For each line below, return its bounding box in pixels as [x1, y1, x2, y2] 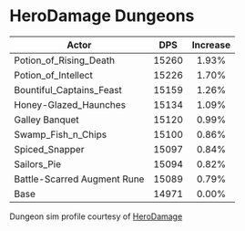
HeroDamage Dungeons [9, 5, 195, 26]
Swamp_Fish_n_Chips [14, 128, 107, 141]
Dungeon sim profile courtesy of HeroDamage [9, 211, 183, 222]
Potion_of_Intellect [14, 68, 93, 81]
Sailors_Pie [14, 157, 62, 170]
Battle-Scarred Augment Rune [14, 173, 145, 185]
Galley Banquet [14, 113, 79, 126]
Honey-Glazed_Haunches [14, 98, 126, 110]
